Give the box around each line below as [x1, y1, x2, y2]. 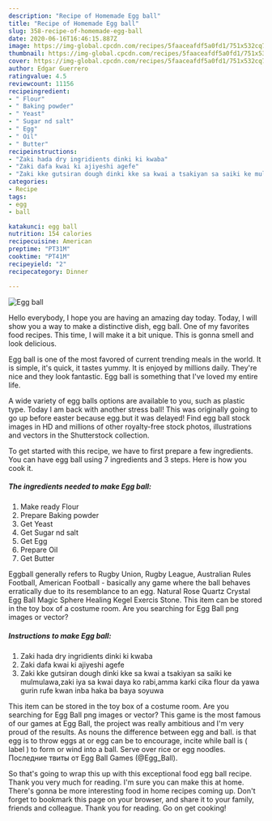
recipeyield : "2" [8, 260, 67, 268]
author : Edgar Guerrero [8, 65, 89, 73]
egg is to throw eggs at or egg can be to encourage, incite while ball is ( [8, 736, 249, 746]
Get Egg [19, 537, 48, 546]
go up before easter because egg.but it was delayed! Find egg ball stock [8, 413, 250, 422]
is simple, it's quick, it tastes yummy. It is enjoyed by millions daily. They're [8, 362, 257, 373]
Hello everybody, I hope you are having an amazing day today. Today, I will [8, 313, 257, 323]
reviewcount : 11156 [8, 79, 74, 88]
